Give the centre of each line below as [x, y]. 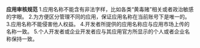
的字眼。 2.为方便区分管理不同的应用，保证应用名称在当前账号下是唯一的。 [98, 17]
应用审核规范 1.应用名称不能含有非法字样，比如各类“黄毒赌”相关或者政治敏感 [100, 9]
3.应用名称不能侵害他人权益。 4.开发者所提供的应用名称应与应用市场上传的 [98, 24]
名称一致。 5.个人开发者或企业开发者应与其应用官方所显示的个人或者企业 [96, 31]
